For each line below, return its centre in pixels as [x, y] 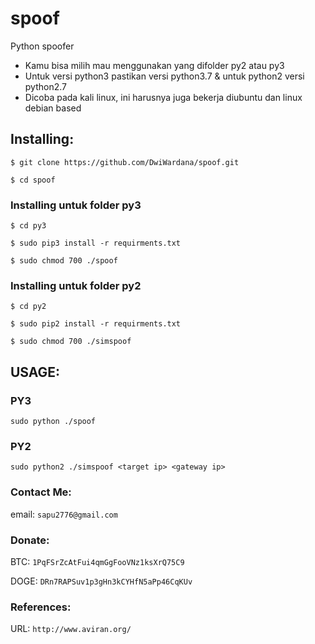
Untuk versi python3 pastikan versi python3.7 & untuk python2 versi [164, 76]
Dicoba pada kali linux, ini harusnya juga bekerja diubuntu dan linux [163, 97]
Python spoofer [42, 46]
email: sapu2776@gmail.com [64, 514]
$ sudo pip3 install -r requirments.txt [96, 243]
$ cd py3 [28, 226]
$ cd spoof [33, 180]
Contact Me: [41, 492]
